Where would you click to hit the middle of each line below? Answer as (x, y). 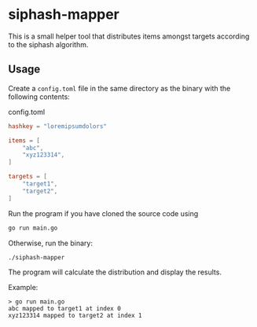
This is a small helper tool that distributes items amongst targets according (129, 36)
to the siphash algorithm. (48, 44)
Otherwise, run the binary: (50, 243)
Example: (23, 288)
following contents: (39, 97)
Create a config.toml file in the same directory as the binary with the (119, 88)
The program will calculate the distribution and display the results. (115, 272)
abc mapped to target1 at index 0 (65, 309)
